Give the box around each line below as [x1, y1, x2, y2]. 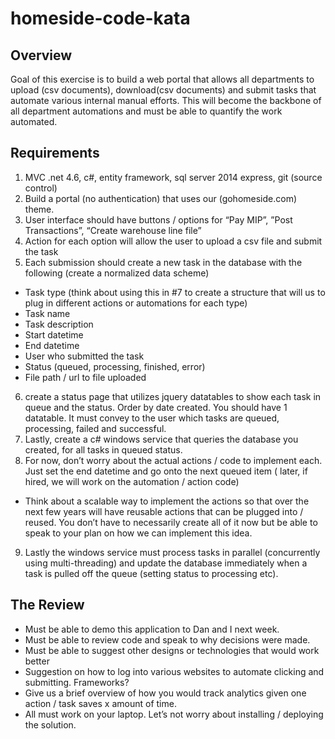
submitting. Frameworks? [24, 676, 130, 688]
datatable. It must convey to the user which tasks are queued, [24, 412, 280, 424]
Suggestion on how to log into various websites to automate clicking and [24, 665, 325, 677]
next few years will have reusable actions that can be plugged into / [24, 505, 304, 517]
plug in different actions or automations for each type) [24, 297, 248, 309]
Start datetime [24, 328, 84, 341]
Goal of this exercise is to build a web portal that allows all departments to [10, 73, 315, 85]
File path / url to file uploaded [24, 371, 147, 383]
